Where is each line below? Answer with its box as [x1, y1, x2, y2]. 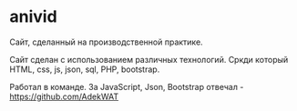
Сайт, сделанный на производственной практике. [9, 36, 203, 47]
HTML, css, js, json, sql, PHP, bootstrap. [9, 64, 160, 75]
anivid [9, 6, 57, 27]
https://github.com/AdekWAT [9, 91, 119, 102]
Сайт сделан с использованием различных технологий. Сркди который [9, 54, 289, 65]
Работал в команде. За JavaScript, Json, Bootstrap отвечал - [9, 81, 244, 92]
